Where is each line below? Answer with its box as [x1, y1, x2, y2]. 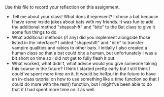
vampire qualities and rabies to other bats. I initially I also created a [11, 45, 147, 50]
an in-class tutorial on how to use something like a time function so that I [11, 76, 160, 82]
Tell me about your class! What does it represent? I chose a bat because [11, 14, 159, 19]
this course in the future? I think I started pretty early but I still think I [11, 66, 151, 72]
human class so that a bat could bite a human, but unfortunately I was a [11, 50, 157, 56]
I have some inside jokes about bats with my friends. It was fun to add [11, 19, 154, 24]
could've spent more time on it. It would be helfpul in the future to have [11, 71, 156, 76]
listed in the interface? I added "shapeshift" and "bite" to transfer [11, 40, 144, 46]
